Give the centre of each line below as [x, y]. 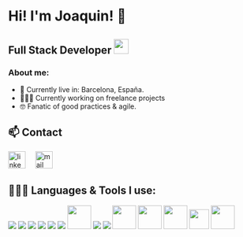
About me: [29, 72]
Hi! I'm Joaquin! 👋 [67, 16]
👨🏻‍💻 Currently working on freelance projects [92, 98]
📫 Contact [36, 133]
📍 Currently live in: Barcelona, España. [82, 89]
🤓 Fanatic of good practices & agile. [78, 106]
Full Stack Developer [60, 50]
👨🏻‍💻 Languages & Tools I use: [82, 191]
